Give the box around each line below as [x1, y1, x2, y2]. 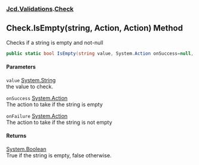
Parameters [6, 63, 36, 70]
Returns [6, 132, 27, 139]
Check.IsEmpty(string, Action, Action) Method [6, 23, 183, 33]
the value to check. [6, 83, 54, 90]
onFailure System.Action [6, 112, 68, 119]
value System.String [6, 76, 56, 83]
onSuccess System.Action [6, 94, 68, 101]
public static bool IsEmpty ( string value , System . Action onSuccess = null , [6, 50, 194, 57]
